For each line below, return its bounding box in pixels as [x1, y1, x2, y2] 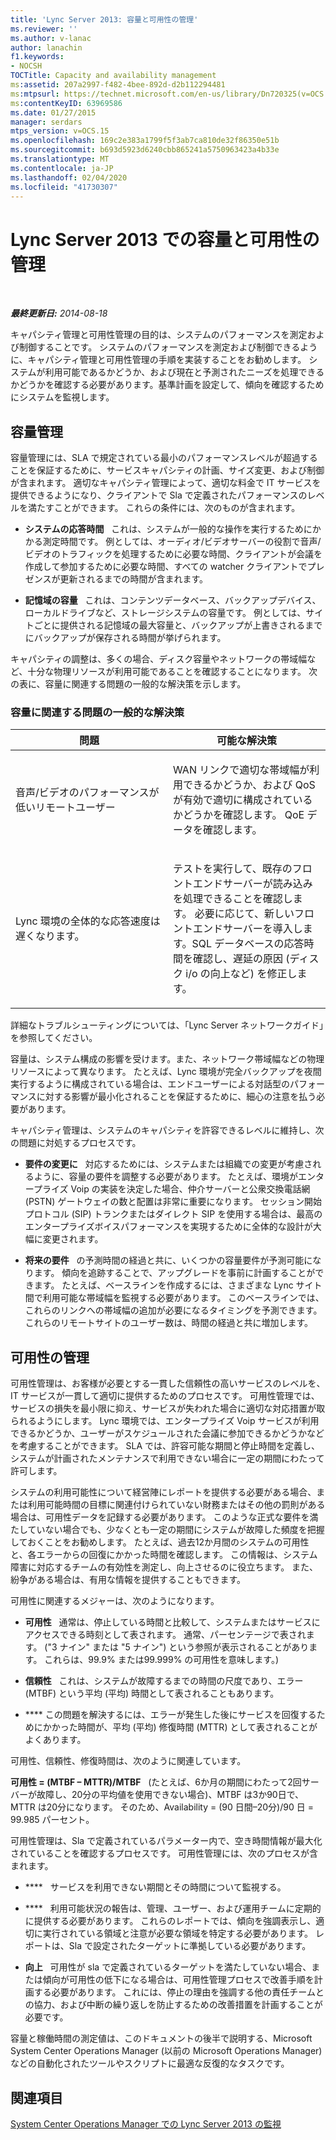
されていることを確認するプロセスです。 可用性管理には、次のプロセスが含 [10, 1847, 319, 1860]
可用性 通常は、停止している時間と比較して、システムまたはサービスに [24, 1616, 321, 1628]
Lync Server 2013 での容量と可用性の [10, 228, 320, 251]
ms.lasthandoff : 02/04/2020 [10, 172, 128, 183]
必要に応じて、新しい [194, 907, 295, 921]
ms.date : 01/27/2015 [10, 107, 97, 118]
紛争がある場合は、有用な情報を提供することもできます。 [10, 1574, 247, 1586]
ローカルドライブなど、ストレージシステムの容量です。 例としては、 [24, 607, 307, 619]
